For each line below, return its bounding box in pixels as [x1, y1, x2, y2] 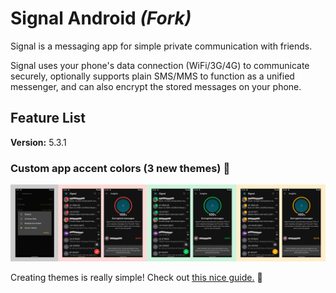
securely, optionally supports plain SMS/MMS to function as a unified [10, 70, 295, 82]
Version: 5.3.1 [10, 136, 67, 148]
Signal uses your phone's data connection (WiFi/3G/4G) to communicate [10, 59, 310, 71]
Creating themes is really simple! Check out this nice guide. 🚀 [10, 272, 263, 284]
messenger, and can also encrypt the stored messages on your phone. [10, 80, 302, 92]
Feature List [10, 110, 86, 127]
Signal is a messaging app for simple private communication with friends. [10, 40, 313, 52]
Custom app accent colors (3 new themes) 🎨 [10, 161, 231, 175]
